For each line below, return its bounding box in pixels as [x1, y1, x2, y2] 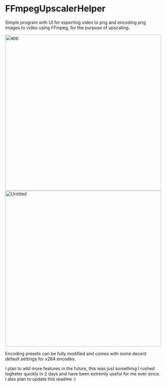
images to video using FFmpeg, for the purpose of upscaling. [5, 24, 130, 30]
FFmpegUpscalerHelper [5, 3, 106, 14]
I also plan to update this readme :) [5, 376, 76, 382]
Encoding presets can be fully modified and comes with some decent [5, 350, 147, 356]
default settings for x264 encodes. [5, 356, 76, 362]
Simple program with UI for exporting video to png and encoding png [5, 19, 146, 25]
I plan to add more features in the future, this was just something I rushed [5, 365, 155, 371]
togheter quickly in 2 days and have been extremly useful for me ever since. [5, 371, 161, 377]
